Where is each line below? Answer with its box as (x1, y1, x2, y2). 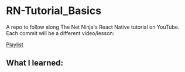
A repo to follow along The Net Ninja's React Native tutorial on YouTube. (6, 23, 180, 30)
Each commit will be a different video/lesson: (6, 29, 115, 36)
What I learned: (6, 58, 63, 68)
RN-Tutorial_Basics (6, 4, 101, 18)
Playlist (6, 41, 23, 48)
